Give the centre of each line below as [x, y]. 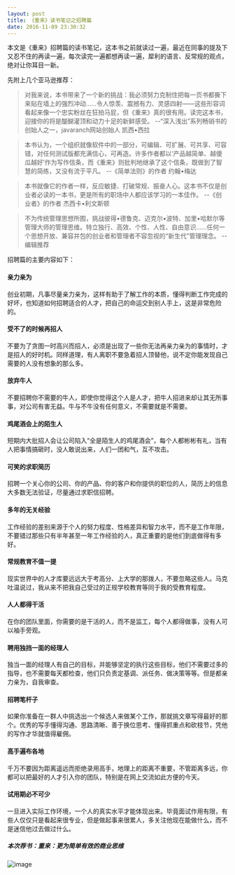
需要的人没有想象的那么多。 [47, 363]
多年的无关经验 [29, 510]
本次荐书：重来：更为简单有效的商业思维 [65, 846]
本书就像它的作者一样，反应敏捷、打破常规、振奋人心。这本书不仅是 [122, 186]
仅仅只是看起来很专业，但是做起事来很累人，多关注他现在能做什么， [117, 820]
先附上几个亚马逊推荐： [41, 80]
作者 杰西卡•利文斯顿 [79, 203]
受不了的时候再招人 [35, 329]
